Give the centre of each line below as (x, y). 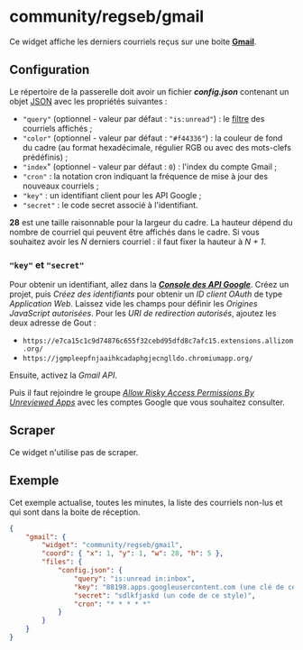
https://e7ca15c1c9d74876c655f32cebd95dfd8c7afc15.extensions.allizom (158, 341)
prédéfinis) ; (45, 157)
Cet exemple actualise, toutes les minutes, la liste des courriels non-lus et (146, 502)
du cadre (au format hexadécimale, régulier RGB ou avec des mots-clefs (156, 147)
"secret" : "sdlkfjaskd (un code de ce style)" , (165, 595)
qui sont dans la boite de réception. (75, 512)
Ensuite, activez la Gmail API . (63, 375)
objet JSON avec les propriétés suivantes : (88, 101)
